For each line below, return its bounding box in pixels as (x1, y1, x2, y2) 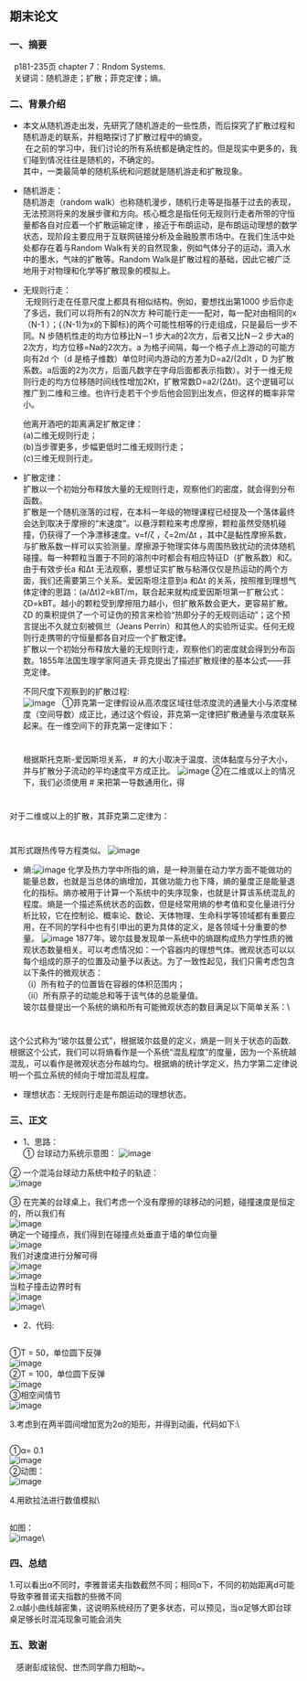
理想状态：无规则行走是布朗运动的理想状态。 (22, 1088, 192, 1099)
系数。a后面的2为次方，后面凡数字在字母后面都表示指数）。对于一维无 (22, 364, 285, 375)
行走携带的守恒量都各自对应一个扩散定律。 (30, 632, 192, 643)
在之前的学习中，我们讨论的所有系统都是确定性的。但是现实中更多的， (25, 143, 290, 154)
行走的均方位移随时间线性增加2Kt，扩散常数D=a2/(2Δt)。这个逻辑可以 (30, 376, 294, 387)
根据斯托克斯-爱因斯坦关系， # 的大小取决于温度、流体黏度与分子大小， (22, 754, 292, 766)
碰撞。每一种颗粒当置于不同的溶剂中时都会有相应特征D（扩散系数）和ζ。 (22, 551, 298, 562)
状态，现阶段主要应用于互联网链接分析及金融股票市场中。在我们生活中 (22, 230, 288, 241)
